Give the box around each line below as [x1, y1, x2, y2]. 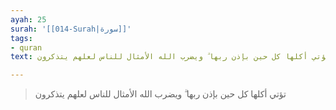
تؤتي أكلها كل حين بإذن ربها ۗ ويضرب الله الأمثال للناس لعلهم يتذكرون [34, 88, 287, 100]
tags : [10, 33, 33, 43]
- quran [10, 42, 43, 53]
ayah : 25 [10, 14, 47, 25]
